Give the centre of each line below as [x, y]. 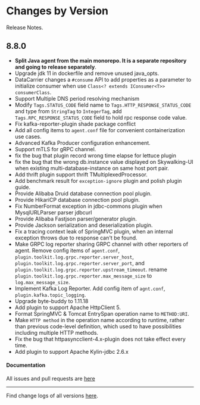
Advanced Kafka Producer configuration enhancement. [82, 143]
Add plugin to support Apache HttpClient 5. [68, 307]
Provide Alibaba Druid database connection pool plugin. [83, 193]
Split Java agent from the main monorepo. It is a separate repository [101, 60]
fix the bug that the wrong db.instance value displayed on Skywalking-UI [104, 161]
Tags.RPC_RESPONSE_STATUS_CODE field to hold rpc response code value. [101, 117]
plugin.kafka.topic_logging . [50, 295]
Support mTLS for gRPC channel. [55, 149]
